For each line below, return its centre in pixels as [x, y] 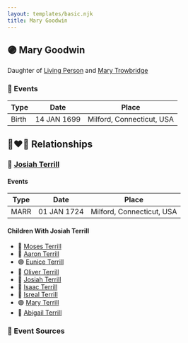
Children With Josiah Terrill [48, 231]
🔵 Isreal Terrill [37, 295]
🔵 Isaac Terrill [37, 287]
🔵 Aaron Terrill [39, 254]
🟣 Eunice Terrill [41, 262]
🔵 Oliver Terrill [38, 272]
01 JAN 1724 [61, 211]
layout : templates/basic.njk [50, 14]
